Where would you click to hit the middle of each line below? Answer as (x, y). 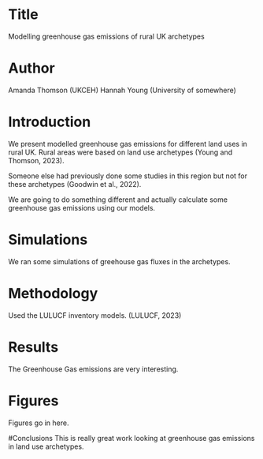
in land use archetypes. (46, 446)
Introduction (50, 122)
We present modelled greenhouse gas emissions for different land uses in (128, 144)
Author (31, 68)
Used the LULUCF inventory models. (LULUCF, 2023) (95, 315)
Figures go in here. (39, 423)
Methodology (53, 293)
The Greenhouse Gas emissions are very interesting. (93, 369)
